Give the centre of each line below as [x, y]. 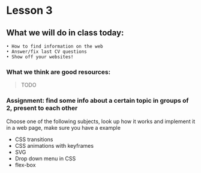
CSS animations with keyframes [54, 145]
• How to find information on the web [55, 46]
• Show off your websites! [40, 57]
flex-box [25, 165]
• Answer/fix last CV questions [46, 52]
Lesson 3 [29, 11]
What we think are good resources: [58, 71]
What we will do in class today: [65, 33]
